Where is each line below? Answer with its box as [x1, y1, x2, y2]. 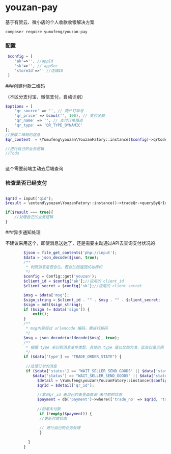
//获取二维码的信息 [5, 132, 41, 137]
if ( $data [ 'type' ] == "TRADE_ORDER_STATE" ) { [23, 354, 122, 360]
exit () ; [32, 312, 49, 317]
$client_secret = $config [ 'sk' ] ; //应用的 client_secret [23, 284, 142, 289]
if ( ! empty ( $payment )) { [39, 411, 93, 416]
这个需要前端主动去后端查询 [5, 165, 64, 172]
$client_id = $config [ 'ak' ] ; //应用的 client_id [23, 279, 124, 284]
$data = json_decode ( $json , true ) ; [23, 255, 99, 260]
